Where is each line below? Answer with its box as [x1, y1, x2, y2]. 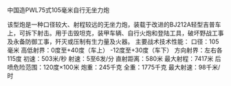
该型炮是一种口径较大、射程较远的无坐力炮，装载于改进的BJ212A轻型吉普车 [7, 20, 221, 29]
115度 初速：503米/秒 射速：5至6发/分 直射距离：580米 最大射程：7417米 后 [7, 55, 221, 63]
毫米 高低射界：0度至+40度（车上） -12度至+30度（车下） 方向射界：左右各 [7, 46, 223, 54]
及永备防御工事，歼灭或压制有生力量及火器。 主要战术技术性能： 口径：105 [7, 38, 219, 46]
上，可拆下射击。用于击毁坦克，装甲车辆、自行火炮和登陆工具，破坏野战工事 [7, 29, 224, 37]
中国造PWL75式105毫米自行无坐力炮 [7, 6, 110, 14]
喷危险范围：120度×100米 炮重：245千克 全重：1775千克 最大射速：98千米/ [7, 63, 221, 71]
